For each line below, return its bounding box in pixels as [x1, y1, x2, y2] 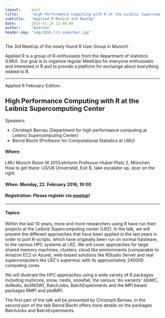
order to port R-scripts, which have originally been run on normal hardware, [5, 237, 158, 242]
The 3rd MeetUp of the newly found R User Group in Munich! [5, 44, 129, 49]
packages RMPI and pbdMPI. [5, 288, 64, 293]
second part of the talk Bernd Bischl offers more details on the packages [5, 302, 152, 308]
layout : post [5, 7, 41, 12]
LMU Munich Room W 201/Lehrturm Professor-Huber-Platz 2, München [5, 160, 150, 166]
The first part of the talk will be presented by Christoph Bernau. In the [5, 297, 146, 303]
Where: [5, 149, 21, 155]
